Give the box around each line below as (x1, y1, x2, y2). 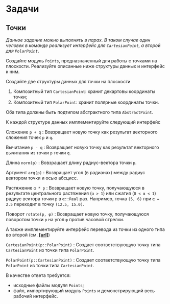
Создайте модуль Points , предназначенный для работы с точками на (6, 58, 157, 64)
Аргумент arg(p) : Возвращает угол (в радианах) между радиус (6, 170, 145, 175)
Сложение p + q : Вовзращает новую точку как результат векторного (6, 129, 158, 135)
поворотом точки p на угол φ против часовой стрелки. (6, 217, 125, 222)
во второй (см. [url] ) (6, 232, 50, 238)
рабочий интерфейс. (13, 293, 58, 299)
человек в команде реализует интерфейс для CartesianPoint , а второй (6, 42, 161, 49)
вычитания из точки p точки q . (6, 150, 71, 156)
